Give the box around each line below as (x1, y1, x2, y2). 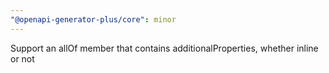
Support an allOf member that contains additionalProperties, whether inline (10, 42, 319, 54)
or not (10, 52, 35, 65)
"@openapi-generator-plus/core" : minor (10, 14, 177, 25)
